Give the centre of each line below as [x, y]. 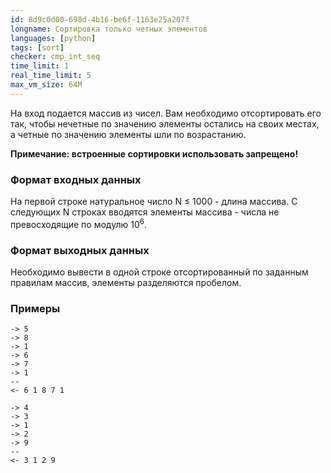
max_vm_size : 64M [46, 85]
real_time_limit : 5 [51, 76]
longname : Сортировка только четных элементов [109, 29]
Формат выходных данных [80, 250]
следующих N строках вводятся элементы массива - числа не [145, 212]
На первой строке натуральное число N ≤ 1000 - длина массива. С [154, 202]
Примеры [35, 308]
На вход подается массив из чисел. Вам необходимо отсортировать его [166, 113]
